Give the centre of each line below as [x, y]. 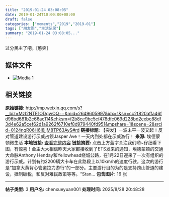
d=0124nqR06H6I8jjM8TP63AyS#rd [43, 130]
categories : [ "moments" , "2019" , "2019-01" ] [50, 24]
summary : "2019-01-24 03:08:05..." [43, 33]
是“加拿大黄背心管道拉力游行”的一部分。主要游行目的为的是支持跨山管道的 [82, 167]
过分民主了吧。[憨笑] [27, 48]
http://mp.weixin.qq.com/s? [54, 108]
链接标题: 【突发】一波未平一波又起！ [119, 130]
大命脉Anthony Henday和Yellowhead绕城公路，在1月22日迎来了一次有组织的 [84, 155]
